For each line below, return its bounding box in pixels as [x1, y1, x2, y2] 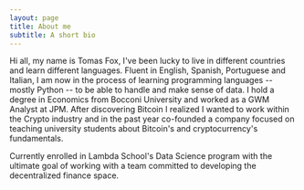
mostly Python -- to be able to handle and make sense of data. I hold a [9, 84, 275, 96]
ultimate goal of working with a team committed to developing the [9, 161, 257, 172]
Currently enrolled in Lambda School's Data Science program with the [9, 151, 273, 162]
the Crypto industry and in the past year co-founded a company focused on [9, 113, 295, 124]
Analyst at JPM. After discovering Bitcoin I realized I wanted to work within [9, 104, 290, 115]
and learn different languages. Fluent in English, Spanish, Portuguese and [9, 65, 286, 76]
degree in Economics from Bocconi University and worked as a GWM [9, 94, 270, 105]
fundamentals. [9, 133, 64, 144]
